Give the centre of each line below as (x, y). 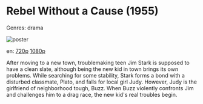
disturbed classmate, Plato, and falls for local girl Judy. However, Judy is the (101, 82)
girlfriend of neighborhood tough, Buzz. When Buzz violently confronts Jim (100, 88)
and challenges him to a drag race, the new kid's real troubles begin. (92, 94)
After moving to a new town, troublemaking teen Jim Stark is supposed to (98, 63)
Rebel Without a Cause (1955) (82, 11)
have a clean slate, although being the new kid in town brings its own (92, 69)
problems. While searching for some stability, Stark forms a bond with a (95, 75)
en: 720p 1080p (26, 51)
